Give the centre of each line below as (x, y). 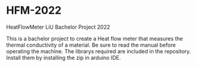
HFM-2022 (34, 10)
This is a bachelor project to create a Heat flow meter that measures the (95, 38)
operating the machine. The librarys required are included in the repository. (98, 51)
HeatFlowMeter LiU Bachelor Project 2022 (58, 27)
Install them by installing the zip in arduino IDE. (64, 57)
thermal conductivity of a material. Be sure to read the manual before (91, 45)
